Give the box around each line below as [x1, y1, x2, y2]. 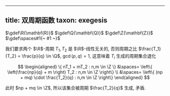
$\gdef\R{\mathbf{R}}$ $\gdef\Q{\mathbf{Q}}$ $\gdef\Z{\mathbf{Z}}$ [5, 30, 153, 36]
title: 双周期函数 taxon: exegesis [5, 16, 108, 25]
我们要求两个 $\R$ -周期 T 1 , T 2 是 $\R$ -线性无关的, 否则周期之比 [5, 45, 138, 53]
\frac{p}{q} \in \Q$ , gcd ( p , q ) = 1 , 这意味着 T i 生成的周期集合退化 [22, 53, 156, 60]
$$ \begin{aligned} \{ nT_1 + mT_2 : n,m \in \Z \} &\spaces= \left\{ [17, 64, 153, 70]
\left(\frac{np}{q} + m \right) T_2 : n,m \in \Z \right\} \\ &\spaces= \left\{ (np [7, 69, 163, 75]
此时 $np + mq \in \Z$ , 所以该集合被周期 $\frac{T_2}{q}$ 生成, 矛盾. [5, 85, 146, 91]
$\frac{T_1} [138, 45, 161, 52]
